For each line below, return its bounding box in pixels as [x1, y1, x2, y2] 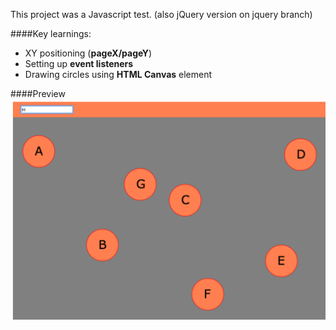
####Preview [10, 88, 66, 99]
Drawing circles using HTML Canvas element [24, 69, 213, 80]
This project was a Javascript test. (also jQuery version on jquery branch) [10, 9, 313, 20]
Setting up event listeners [24, 58, 134, 69]
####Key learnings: [10, 28, 92, 39]
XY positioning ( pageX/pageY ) [24, 47, 153, 59]
